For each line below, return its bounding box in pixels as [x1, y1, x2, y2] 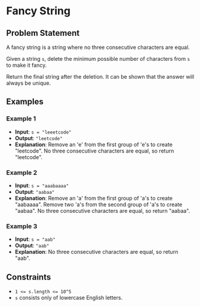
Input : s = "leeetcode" [14, 128, 72, 135]
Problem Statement [6, 28, 80, 38]
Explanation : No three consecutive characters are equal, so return [14, 249, 179, 256]
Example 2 [6, 168, 38, 176]
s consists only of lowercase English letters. [14, 294, 123, 302]
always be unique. [6, 79, 51, 86]
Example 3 [6, 222, 38, 230]
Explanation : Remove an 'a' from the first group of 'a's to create [14, 194, 173, 201]
